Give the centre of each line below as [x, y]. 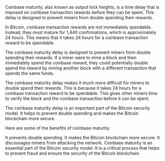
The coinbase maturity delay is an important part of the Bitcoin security [78, 108]
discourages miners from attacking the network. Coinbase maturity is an [79, 143]
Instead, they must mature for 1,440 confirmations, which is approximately [81, 32]
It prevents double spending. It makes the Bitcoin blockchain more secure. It [82, 138]
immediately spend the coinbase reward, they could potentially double [77, 63]
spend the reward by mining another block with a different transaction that [81, 68]
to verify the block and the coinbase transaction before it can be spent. [77, 98]
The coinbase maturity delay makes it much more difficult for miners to [77, 83]
